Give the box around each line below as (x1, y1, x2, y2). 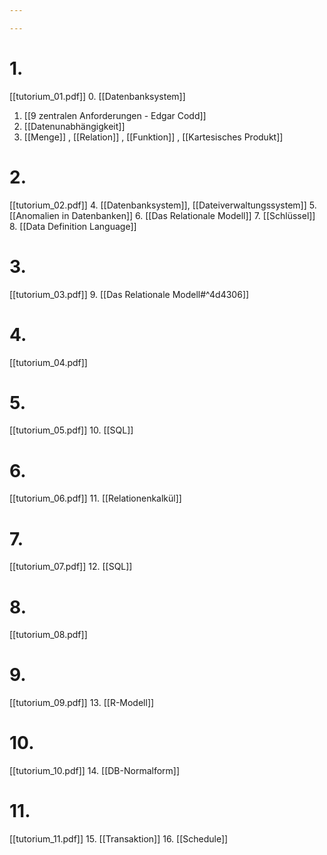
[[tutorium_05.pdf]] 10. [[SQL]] (9, 424, 134, 436)
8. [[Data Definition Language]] (9, 220, 137, 232)
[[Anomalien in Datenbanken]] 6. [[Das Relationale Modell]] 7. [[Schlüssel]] (9, 209, 316, 221)
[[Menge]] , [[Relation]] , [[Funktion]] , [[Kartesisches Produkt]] (23, 131, 284, 143)
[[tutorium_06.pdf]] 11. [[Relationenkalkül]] (9, 492, 182, 505)
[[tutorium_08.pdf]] (9, 629, 88, 641)
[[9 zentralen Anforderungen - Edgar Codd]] (23, 109, 207, 121)
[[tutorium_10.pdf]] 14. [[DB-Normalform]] (9, 765, 181, 777)
